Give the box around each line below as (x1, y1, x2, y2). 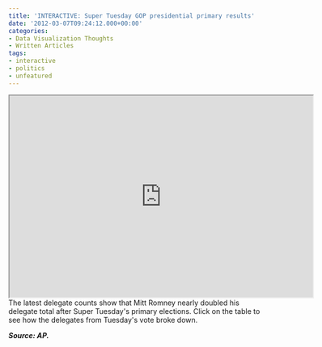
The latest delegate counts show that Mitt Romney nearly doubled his (8, 298, 240, 307)
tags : (8, 49, 27, 57)
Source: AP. (8, 330, 50, 340)
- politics (8, 65, 45, 73)
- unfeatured (8, 72, 53, 80)
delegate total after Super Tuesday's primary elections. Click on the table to (8, 306, 261, 316)
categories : (8, 27, 49, 35)
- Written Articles (8, 42, 74, 50)
